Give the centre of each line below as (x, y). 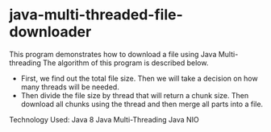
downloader (50, 32)
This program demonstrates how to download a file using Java (113, 54)
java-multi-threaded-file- (96, 15)
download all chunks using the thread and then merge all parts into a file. (142, 104)
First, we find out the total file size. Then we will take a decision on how (139, 78)
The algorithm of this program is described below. (125, 63)
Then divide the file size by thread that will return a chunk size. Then (135, 95)
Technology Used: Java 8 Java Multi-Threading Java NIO (104, 119)
